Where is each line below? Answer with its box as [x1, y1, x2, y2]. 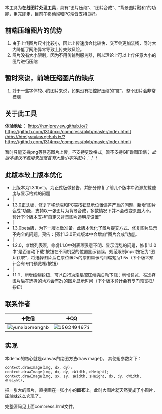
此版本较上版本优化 [5, 171, 62, 179]
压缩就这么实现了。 [5, 393, 44, 399]
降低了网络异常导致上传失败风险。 [16, 46, 85, 52]
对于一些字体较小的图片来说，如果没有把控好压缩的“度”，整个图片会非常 [12, 87, 156, 94]
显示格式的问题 [20, 190, 51, 196]
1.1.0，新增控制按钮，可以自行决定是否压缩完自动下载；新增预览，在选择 [12, 272, 156, 278]
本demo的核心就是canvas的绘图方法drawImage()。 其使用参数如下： [5, 355, 142, 361]
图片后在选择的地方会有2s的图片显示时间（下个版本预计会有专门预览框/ [12, 278, 154, 284]
